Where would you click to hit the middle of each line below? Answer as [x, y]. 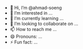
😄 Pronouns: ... [26, 36]
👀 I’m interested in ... [31, 13]
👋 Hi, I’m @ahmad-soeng [36, 8]
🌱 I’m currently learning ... [37, 18]
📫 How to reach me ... [33, 29]
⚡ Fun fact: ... [24, 42]
